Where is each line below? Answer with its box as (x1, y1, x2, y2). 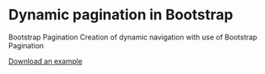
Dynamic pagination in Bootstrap (8, 6, 233, 24)
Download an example (8, 56, 83, 66)
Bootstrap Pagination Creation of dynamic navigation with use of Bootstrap (8, 32, 258, 42)
